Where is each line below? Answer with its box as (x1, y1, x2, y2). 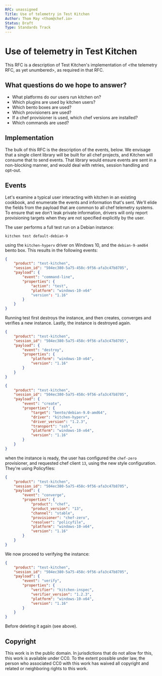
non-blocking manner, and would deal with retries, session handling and (5, 162, 149, 168)
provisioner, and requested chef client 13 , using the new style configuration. (5, 460, 156, 466)
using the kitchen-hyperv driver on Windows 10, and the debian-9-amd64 (5, 242, 148, 248)
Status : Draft (5, 20, 34, 26)
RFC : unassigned (5, 7, 38, 12)
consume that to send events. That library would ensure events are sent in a (5, 157, 156, 163)
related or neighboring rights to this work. (5, 665, 88, 671)
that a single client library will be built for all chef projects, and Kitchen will (5, 152, 153, 157)
